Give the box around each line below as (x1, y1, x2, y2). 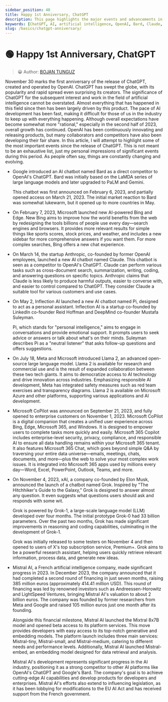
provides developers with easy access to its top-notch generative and (12, 628, 157, 634)
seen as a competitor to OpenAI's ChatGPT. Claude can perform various (12, 262, 162, 268)
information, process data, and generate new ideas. (12, 555, 119, 561)
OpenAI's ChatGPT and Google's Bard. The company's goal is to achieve (12, 670, 163, 676)
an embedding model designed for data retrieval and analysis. (29, 649, 157, 655)
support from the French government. (12, 691, 91, 697)
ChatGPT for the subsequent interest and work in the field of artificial (5, 95, 148, 101)
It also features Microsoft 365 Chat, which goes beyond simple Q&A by (12, 445, 159, 451)
